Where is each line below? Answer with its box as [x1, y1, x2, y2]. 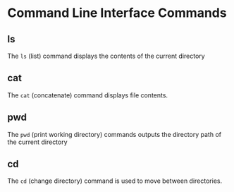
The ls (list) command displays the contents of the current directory [7, 52, 206, 60]
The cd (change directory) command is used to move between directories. [7, 176, 223, 185]
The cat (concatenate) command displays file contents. [7, 90, 168, 100]
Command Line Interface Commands [7, 5, 227, 21]
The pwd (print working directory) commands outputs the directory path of [7, 130, 222, 138]
